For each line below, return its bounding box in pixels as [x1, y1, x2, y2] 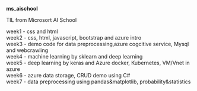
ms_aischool [6, 5, 38, 12]
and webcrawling [6, 47, 49, 54]
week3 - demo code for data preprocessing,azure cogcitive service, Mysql [6, 41, 189, 47]
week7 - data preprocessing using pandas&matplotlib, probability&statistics [6, 78, 191, 85]
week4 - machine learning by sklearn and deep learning [6, 53, 143, 60]
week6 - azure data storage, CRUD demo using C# [6, 72, 131, 79]
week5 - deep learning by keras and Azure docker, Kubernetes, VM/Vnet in [6, 59, 190, 66]
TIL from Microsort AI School [6, 17, 77, 23]
